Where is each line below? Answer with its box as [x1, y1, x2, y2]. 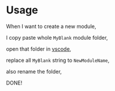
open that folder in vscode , [6, 45, 72, 52]
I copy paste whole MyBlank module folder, [6, 34, 109, 41]
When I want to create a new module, [6, 23, 97, 30]
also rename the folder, [6, 68, 62, 75]
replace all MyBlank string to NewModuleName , [6, 57, 110, 64]
